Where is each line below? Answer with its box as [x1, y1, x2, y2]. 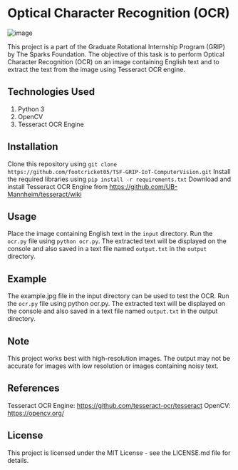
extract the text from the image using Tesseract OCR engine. [7, 65, 185, 73]
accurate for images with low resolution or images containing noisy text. [7, 362, 219, 370]
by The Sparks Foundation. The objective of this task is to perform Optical [7, 50, 224, 58]
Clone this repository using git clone [7, 159, 118, 168]
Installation [7, 141, 58, 153]
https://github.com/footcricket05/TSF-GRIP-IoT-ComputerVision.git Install [7, 167, 231, 175]
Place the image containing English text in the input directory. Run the [7, 230, 213, 238]
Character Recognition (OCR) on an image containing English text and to [7, 57, 219, 66]
